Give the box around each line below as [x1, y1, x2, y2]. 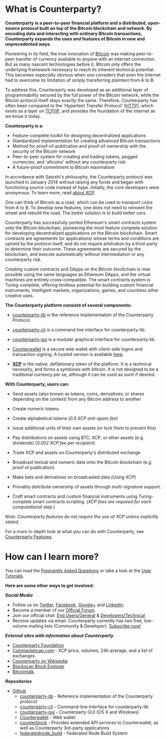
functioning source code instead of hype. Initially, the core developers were [5, 184, 160, 190]
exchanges [12, 652, 35, 658]
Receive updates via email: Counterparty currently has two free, [12, 618, 143, 624]
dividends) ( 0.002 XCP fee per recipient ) [12, 440, 95, 446]
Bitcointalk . [12, 668, 36, 674]
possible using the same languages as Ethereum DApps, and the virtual [5, 271, 151, 277]
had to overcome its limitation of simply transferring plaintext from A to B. [5, 77, 155, 83]
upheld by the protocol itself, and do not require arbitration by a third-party [5, 240, 158, 247]
